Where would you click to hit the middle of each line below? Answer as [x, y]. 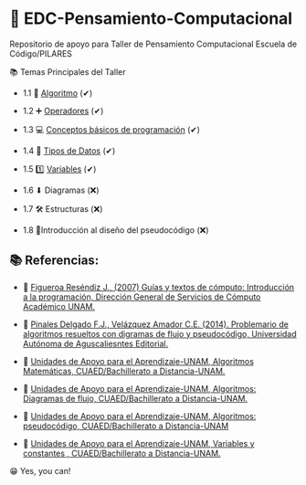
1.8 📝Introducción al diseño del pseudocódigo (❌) [116, 230]
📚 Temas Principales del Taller [68, 71]
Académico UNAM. [59, 306]
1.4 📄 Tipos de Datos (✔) [69, 151]
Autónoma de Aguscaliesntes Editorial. [95, 343]
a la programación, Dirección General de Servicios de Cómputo [142, 297]
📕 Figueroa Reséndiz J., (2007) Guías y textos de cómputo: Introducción [158, 287]
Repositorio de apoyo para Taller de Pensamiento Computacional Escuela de [153, 44]
